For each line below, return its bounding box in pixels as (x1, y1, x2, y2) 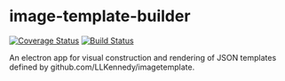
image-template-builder (9, 6, 191, 26)
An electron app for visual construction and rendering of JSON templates (9, 52, 277, 63)
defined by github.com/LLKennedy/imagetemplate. (9, 62, 195, 72)
